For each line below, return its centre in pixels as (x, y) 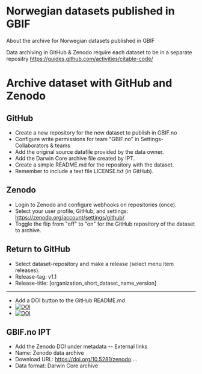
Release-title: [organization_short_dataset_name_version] (86, 283)
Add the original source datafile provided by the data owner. (89, 151)
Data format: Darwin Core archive (57, 366)
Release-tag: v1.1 (36, 276)
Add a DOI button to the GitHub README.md (70, 300)
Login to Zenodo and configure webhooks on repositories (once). (96, 204)
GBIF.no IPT (29, 332)
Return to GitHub (38, 249)
